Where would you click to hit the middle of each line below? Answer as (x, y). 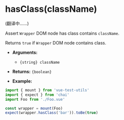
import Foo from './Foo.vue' (35, 99)
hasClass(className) (51, 9)
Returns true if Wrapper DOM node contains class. (56, 42)
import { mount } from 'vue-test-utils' (47, 90)
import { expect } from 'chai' (37, 95)
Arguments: (25, 52)
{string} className (40, 62)
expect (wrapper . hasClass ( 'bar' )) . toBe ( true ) (52, 113)
